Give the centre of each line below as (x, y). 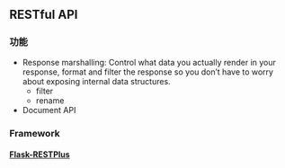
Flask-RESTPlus (40, 155)
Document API (49, 110)
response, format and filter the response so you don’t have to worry (148, 72)
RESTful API (44, 15)
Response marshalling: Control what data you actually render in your (149, 62)
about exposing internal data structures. (96, 81)
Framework (35, 133)
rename (50, 100)
